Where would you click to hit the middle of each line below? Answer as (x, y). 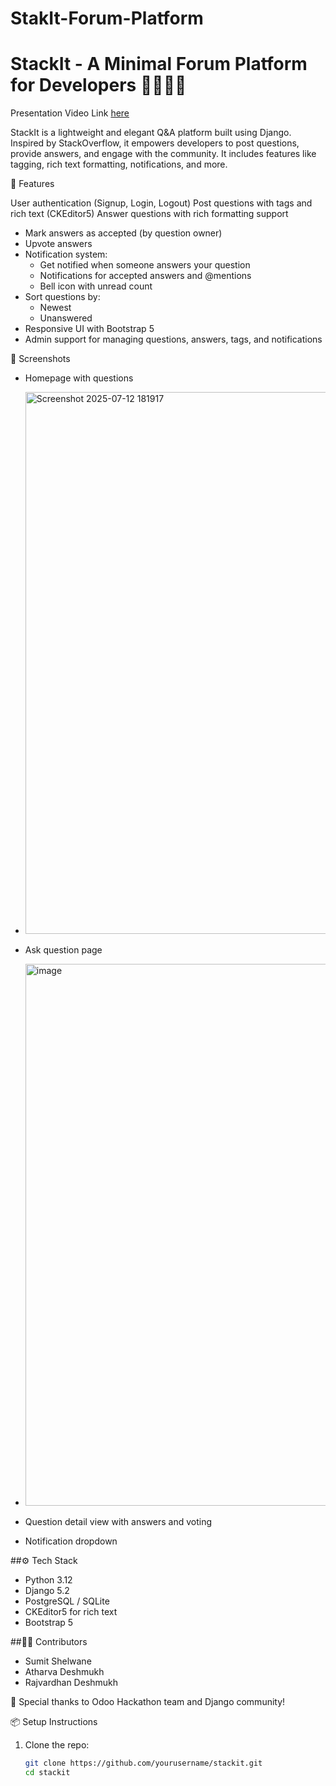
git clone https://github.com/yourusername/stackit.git (143, 1763)
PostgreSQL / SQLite (67, 1601)
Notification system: (66, 254)
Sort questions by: (62, 297)
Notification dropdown (71, 1541)
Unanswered (66, 318)
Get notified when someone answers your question (145, 265)
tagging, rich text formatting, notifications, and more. (119, 164)
